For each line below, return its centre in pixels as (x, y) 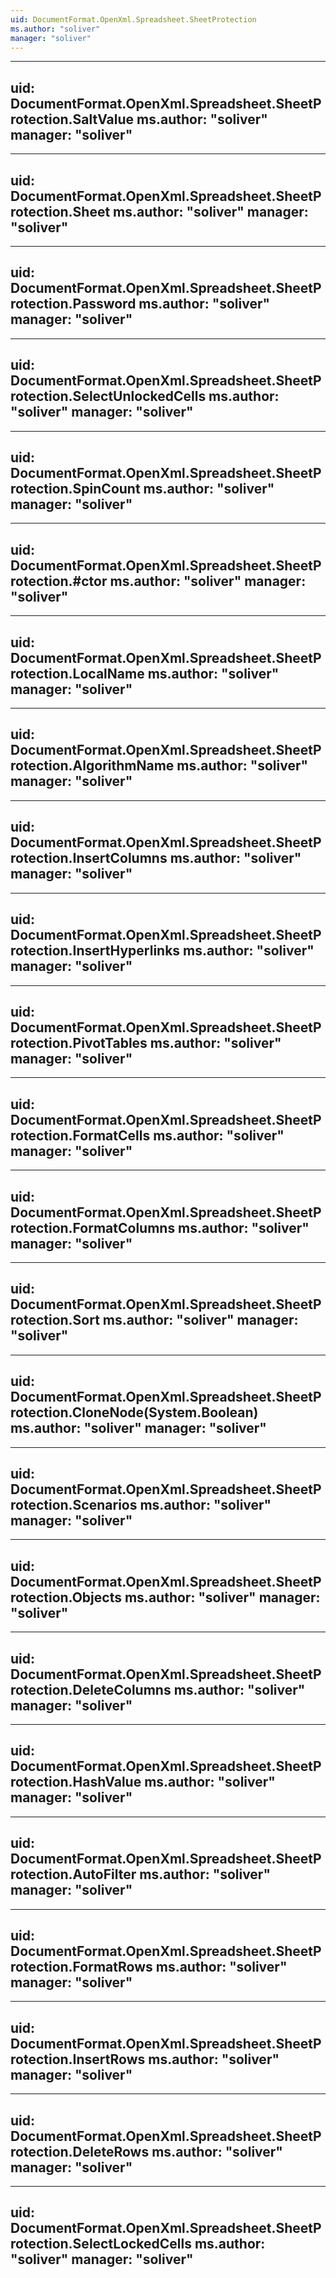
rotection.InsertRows (78, 2059)
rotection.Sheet (60, 211)
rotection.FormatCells (80, 1135)
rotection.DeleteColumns (91, 1689)
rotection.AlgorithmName (92, 766)
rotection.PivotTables (79, 1042)
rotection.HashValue (76, 1782)
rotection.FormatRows (81, 1967)
